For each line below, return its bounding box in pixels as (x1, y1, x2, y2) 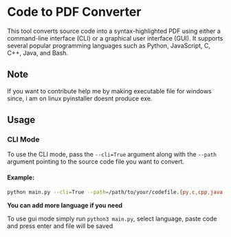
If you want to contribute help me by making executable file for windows (7, 87, 212, 95)
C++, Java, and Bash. (7, 49, 69, 57)
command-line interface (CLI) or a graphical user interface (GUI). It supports (7, 34, 223, 42)
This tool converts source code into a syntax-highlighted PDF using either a (7, 27, 221, 35)
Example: (7, 173, 35, 182)
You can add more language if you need (7, 201, 122, 210)
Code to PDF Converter (7, 4, 142, 20)
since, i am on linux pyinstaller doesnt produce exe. (7, 94, 153, 102)
